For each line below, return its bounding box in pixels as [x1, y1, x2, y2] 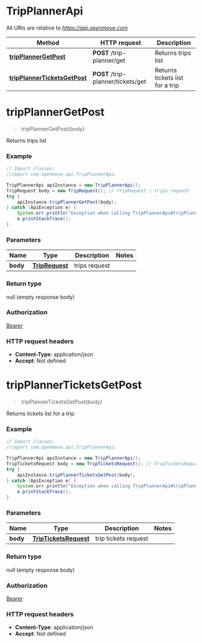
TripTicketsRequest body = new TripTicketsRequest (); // [6, 460, 152, 467]
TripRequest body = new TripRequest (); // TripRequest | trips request [6, 188, 189, 194]
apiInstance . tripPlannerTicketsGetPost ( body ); [17, 472, 136, 478]
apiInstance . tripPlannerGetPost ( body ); [17, 199, 117, 205]
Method [36, 38, 60, 46]
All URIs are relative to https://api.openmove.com [6, 24, 128, 31]
